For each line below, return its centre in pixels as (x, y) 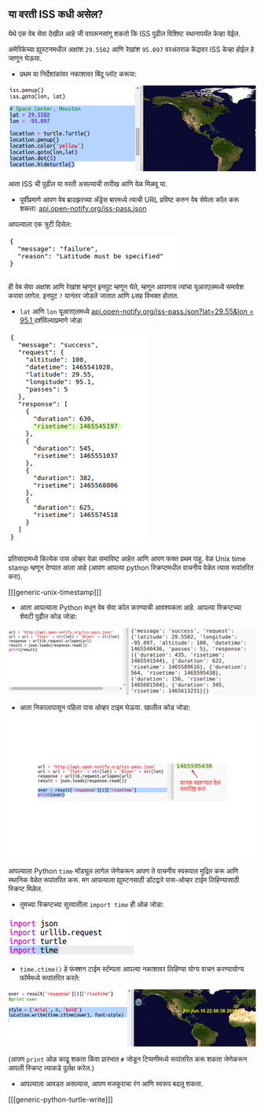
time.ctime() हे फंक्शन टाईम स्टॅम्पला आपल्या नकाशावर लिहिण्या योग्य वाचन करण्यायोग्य (132, 969)
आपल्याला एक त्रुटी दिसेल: (40, 224)
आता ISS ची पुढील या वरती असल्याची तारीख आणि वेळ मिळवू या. (88, 184)
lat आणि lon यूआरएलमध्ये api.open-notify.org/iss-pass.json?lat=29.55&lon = (137, 311)
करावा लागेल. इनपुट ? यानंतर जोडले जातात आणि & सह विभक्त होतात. (93, 296)
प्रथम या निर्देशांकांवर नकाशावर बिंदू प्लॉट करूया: (78, 74)
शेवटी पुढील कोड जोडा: (48, 616)
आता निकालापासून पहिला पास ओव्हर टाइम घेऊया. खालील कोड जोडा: (105, 707)
